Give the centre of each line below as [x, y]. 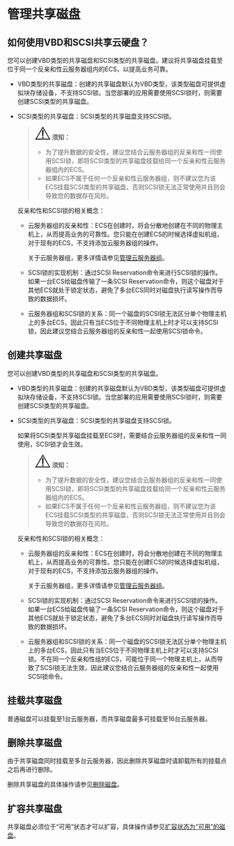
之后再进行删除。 [32, 770]
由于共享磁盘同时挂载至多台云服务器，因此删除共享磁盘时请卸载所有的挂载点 [117, 761]
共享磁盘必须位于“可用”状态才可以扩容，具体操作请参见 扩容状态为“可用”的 [113, 827]
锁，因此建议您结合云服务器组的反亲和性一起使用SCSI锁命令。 [117, 331]
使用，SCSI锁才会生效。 [52, 444]
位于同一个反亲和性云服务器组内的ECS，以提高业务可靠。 [89, 69]
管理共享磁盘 [44, 14]
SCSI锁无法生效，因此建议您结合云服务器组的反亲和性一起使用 [130, 667]
